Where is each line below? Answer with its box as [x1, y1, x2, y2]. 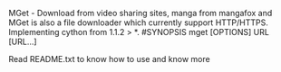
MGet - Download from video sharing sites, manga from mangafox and [8, 8, 273, 18]
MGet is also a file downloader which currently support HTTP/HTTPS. [8, 17, 269, 28]
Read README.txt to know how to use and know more [8, 54, 210, 64]
